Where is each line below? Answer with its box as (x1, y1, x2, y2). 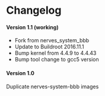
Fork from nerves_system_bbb (14, 37, 90, 44)
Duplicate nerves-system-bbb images (6, 83, 99, 90)
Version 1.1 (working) (6, 23, 59, 30)
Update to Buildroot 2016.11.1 (14, 43, 84, 51)
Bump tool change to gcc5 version (14, 56, 99, 63)
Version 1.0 (6, 69, 34, 76)
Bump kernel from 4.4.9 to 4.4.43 (14, 49, 97, 57)
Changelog (6, 4, 62, 17)
